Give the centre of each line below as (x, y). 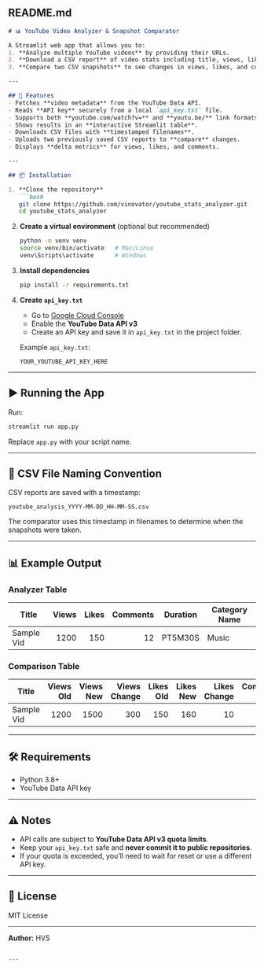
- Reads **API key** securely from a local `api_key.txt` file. (115, 110)
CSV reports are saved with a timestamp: (75, 493)
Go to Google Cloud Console (77, 315)
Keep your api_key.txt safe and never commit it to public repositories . (136, 847)
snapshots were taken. (45, 530)
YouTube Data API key (55, 788)
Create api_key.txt (51, 300)
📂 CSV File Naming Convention (85, 473)
